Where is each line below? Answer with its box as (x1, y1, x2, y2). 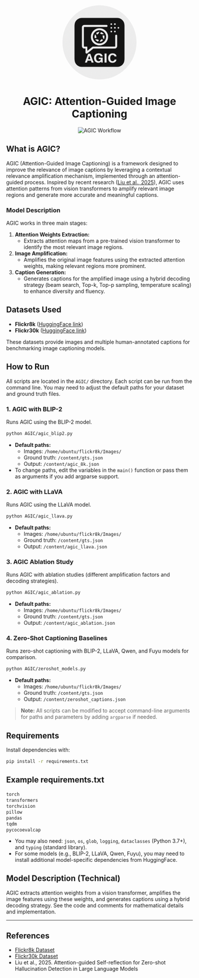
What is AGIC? (6, 144, 60, 154)
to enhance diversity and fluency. (23, 287, 105, 295)
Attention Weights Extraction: (14, 231, 90, 238)
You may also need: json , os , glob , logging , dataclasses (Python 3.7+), (14, 837, 187, 844)
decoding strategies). (6, 577, 59, 584)
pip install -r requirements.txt (6, 759, 89, 765)
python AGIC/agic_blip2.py (6, 430, 73, 436)
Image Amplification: (14, 250, 68, 257)
